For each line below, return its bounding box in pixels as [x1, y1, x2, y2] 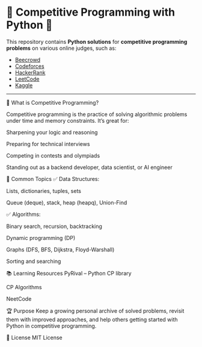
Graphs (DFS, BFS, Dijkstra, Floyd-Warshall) [6, 246, 115, 253]
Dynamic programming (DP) [6, 234, 76, 241]
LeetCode [14, 75, 40, 82]
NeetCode [6, 295, 32, 302]
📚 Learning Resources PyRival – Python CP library [6, 269, 132, 277]
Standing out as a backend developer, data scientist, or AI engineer [6, 164, 173, 171]
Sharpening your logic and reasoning [6, 129, 98, 136]
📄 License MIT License [6, 334, 63, 341]
